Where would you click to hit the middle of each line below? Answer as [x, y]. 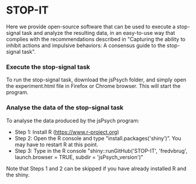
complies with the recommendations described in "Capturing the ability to [96, 39]
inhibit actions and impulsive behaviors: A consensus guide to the [86, 45]
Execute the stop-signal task [48, 67]
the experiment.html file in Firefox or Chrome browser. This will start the [94, 86]
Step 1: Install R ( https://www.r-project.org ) [67, 132]
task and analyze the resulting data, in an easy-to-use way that [98, 32]
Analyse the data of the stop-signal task [65, 108]
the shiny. [18, 175]
